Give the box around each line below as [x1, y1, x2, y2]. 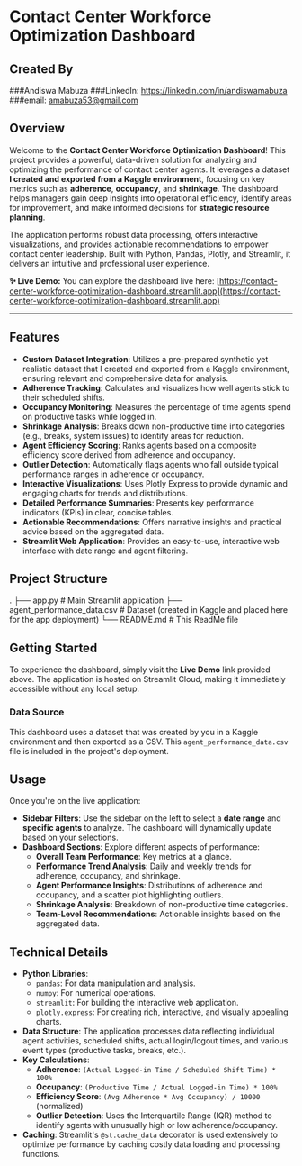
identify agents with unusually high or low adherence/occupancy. [35, 1120, 279, 1131]
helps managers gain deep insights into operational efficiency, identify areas [9, 192, 292, 204]
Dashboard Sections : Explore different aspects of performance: [22, 842, 261, 852]
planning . [9, 212, 46, 223]
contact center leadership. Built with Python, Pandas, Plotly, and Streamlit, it [9, 248, 291, 259]
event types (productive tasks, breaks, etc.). [22, 1045, 187, 1056]
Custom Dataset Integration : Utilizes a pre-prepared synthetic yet [22, 353, 269, 364]
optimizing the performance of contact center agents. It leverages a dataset [9, 164, 290, 175]
